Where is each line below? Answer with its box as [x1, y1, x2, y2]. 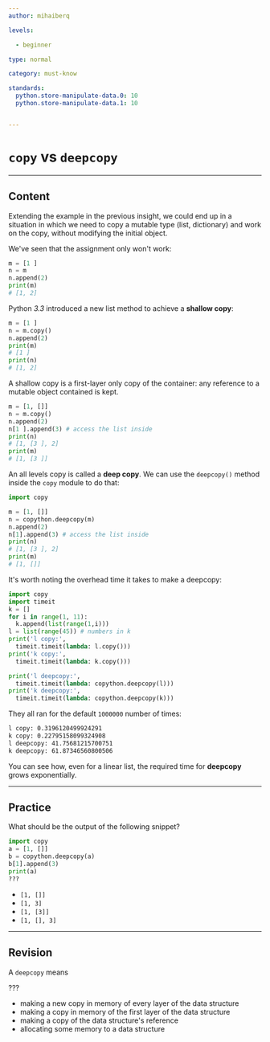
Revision [8, 946, 53, 960]
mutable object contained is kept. [8, 387, 119, 396]
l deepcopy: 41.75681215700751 [8, 739, 113, 747]
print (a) [8, 867, 38, 876]
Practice [8, 801, 51, 815]
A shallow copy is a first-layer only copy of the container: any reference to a [8, 378, 260, 388]
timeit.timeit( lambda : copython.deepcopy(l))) [15, 680, 174, 688]
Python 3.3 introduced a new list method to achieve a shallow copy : [8, 303, 234, 313]
